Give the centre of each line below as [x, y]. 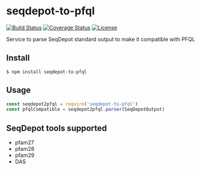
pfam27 [24, 142]
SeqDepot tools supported [57, 128]
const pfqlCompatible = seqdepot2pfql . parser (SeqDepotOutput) [85, 110]
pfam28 [25, 149]
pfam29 [25, 155]
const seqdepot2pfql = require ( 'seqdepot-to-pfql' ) [72, 104]
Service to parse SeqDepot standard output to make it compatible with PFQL [101, 39]
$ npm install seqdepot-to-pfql [46, 72]
